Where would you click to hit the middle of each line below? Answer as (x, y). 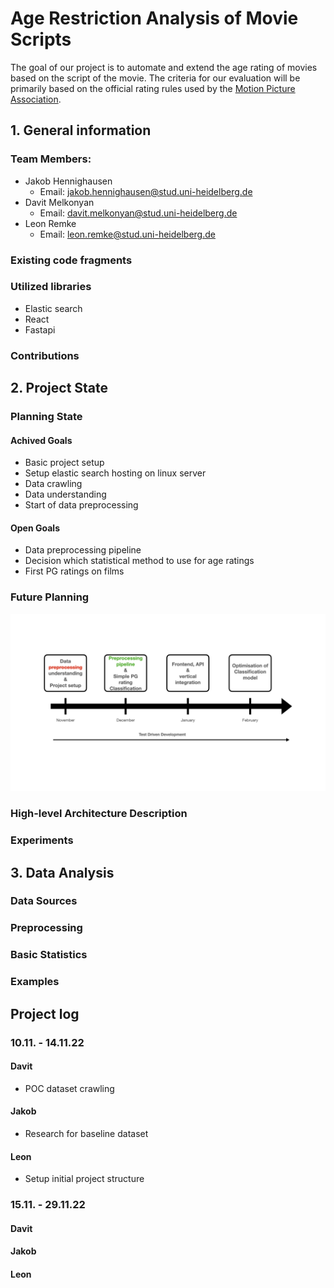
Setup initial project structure (84, 1179)
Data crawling (53, 484)
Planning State (46, 417)
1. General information (81, 130)
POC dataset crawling (69, 1088)
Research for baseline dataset (86, 1133)
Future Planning (50, 597)
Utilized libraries (51, 287)
